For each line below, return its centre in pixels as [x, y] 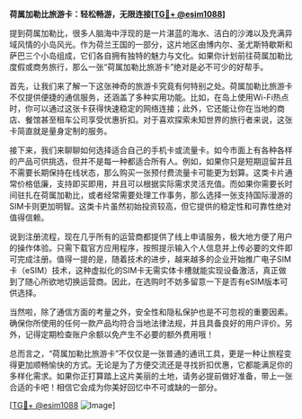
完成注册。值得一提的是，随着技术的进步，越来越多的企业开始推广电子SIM [154, 259]
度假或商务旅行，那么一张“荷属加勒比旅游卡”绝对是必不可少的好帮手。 [139, 67]
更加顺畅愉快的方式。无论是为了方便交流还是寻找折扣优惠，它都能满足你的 [155, 365]
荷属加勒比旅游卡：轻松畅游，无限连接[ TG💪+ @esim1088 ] [118, 14]
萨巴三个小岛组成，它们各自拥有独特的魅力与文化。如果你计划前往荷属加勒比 [151, 56]
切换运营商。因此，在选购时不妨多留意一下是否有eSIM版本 [172, 281]
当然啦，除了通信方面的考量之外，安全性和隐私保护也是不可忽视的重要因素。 [151, 312]
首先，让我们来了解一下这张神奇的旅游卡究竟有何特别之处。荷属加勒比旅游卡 [151, 86]
